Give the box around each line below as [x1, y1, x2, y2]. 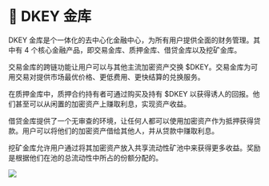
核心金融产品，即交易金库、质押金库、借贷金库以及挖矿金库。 [37, 45, 242, 54]
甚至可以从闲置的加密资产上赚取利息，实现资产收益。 [14, 99, 191, 109]
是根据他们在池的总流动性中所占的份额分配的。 [8, 152, 163, 162]
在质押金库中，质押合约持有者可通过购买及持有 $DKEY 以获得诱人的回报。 [8, 89, 254, 98]
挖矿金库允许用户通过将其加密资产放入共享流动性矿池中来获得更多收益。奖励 [8, 143, 261, 152]
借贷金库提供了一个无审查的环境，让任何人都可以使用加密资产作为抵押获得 [8, 116, 254, 125]
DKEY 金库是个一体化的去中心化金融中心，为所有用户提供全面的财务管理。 [8, 35, 254, 45]
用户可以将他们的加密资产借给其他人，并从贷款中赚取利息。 [22, 125, 219, 136]
